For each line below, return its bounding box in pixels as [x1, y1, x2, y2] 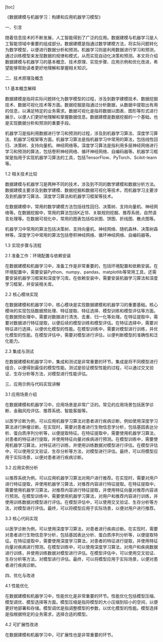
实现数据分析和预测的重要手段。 [9, 120, 73, 125]
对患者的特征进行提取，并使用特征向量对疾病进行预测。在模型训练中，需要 [5, 436, 154, 442]
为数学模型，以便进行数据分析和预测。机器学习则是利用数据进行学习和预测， [5, 47, 158, 52]
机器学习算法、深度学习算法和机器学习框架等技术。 [13, 193, 115, 199]
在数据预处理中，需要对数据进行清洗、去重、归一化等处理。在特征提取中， [5, 314, 154, 319]
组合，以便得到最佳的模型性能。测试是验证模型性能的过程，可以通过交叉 [5, 365, 149, 370]
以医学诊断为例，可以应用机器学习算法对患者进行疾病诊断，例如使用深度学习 [5, 418, 158, 423]
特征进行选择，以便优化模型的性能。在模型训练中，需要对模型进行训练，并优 [5, 326, 158, 331]
